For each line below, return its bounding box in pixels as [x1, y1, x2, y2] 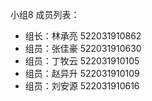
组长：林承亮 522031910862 [24, 30, 142, 42]
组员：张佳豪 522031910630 [24, 43, 142, 54]
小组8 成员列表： [10, 9, 80, 20]
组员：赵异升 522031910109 [24, 68, 140, 79]
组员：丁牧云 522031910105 [24, 55, 140, 67]
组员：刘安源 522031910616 [24, 80, 140, 92]
